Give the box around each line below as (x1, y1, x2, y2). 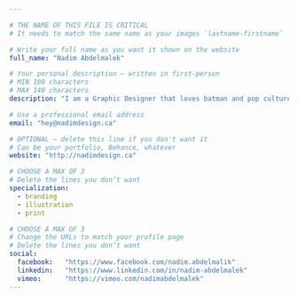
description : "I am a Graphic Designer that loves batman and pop (9, 94, 260, 103)
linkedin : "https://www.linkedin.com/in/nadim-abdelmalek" (17, 266, 248, 275)
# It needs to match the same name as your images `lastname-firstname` (9, 28, 284, 38)
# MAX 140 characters (9, 86, 90, 95)
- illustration (17, 200, 74, 209)
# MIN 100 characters (9, 77, 90, 87)
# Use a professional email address (9, 110, 145, 119)
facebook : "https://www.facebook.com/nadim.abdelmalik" (17, 258, 237, 267)
